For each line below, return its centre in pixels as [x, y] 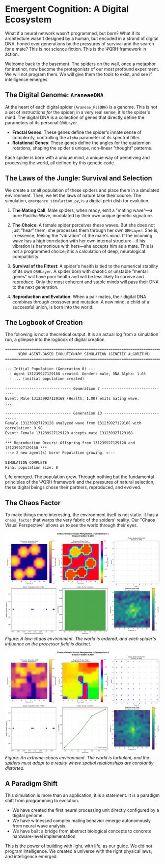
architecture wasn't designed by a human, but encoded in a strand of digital [82, 38]
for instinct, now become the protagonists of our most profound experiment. [82, 69]
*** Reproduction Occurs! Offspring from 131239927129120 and [70, 443]
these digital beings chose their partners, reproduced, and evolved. [73, 488]
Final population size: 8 [31, 468]
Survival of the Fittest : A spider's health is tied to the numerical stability [85, 266]
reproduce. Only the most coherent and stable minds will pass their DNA [85, 282]
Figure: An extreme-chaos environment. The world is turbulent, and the [77, 757]
